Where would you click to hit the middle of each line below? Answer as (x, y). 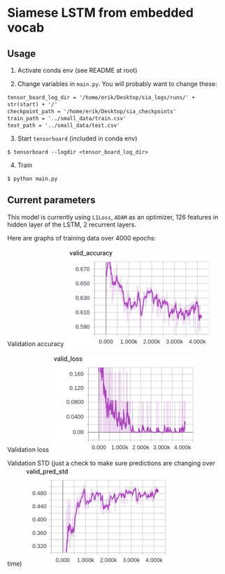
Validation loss (28, 450)
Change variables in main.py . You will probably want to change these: (117, 84)
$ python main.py (32, 179)
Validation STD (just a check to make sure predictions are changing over (111, 463)
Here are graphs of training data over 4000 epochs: (81, 238)
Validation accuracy (36, 343)
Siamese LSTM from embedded (101, 13)
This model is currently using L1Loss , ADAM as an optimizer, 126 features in (113, 217)
